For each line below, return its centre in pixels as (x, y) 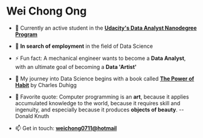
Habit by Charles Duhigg (46, 85)
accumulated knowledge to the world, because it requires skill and (98, 103)
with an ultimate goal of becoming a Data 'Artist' (76, 67)
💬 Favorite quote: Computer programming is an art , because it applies (102, 97)
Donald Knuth (32, 116)
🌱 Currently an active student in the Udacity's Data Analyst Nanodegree (106, 28)
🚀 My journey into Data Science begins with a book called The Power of (105, 78)
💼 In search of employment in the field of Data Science (84, 46)
